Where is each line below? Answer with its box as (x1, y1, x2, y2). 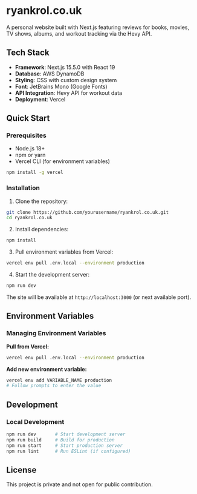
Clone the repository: (15, 197, 68, 205)
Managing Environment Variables (6, 329, 106, 338)
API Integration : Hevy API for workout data (15, 89, 123, 97)
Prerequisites (6, 131, 47, 140)
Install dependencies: (15, 226, 69, 233)
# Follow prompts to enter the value (6, 383, 102, 389)
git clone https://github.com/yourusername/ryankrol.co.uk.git (6, 209, 169, 215)
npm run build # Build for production (6, 437, 115, 443)
